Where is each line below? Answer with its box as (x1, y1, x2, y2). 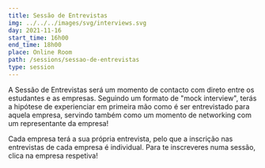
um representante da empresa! (8, 118, 109, 128)
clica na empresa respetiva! (8, 151, 99, 160)
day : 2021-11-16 (8, 26, 62, 34)
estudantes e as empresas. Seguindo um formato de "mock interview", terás (8, 93, 257, 103)
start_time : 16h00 (8, 33, 69, 42)
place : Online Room (8, 48, 73, 56)
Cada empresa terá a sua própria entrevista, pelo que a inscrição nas (8, 134, 233, 143)
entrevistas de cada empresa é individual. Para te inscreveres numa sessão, (8, 142, 256, 151)
